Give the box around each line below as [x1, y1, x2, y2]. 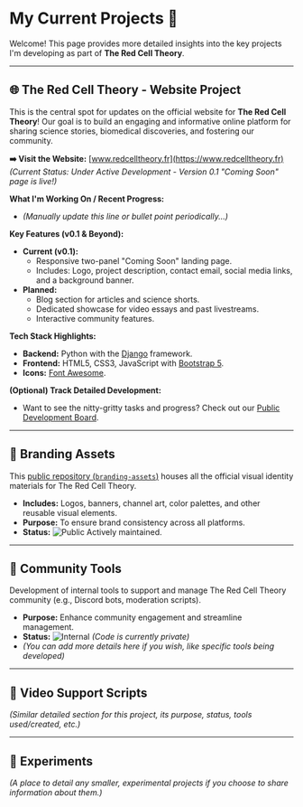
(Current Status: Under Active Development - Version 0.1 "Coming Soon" [9, 166, 280, 177]
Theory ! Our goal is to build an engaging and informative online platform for [9, 116, 291, 127]
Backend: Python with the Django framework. [22, 348, 193, 359]
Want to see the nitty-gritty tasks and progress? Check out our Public [22, 402, 280, 413]
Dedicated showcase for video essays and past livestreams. [35, 303, 260, 314]
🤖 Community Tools [9, 560, 122, 577]
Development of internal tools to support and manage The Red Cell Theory [9, 585, 287, 596]
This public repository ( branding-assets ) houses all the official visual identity [9, 470, 294, 482]
